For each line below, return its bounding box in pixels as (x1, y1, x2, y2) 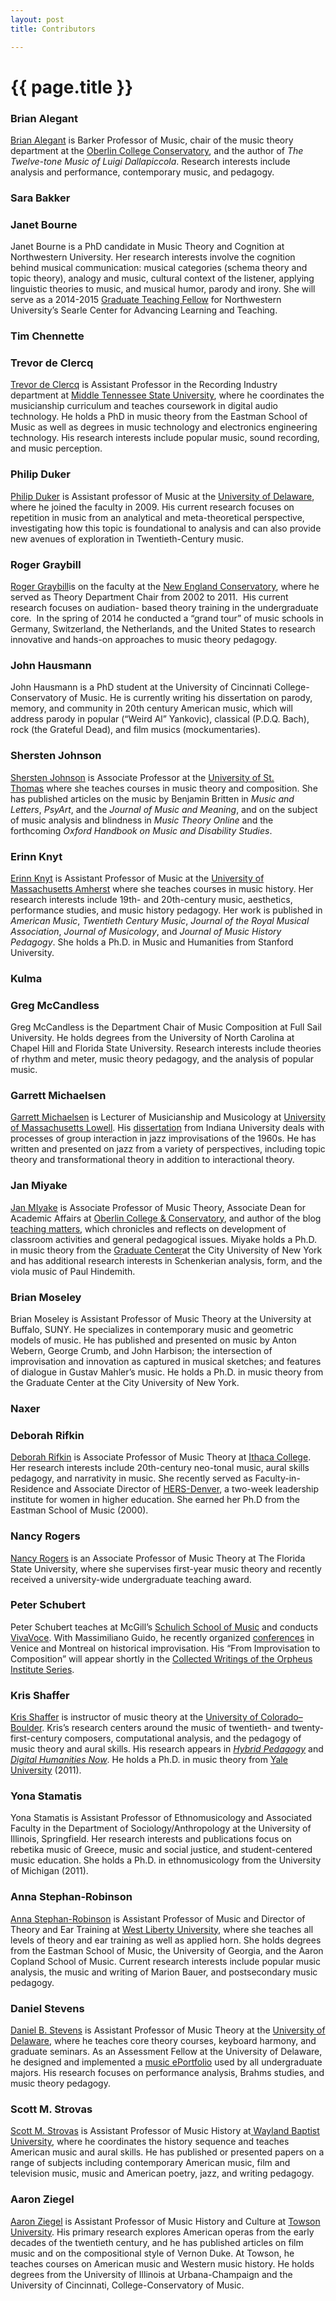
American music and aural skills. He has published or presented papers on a (10, 2146, 325, 2158)
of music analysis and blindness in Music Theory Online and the (10, 814, 274, 826)
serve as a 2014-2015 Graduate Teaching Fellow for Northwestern (10, 294, 282, 306)
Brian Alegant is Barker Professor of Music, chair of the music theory (10, 134, 294, 146)
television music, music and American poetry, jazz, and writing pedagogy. (10, 2167, 315, 2180)
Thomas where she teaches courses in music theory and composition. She (10, 782, 318, 794)
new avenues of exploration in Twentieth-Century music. (10, 532, 245, 545)
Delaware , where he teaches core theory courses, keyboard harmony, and (10, 2035, 317, 2047)
